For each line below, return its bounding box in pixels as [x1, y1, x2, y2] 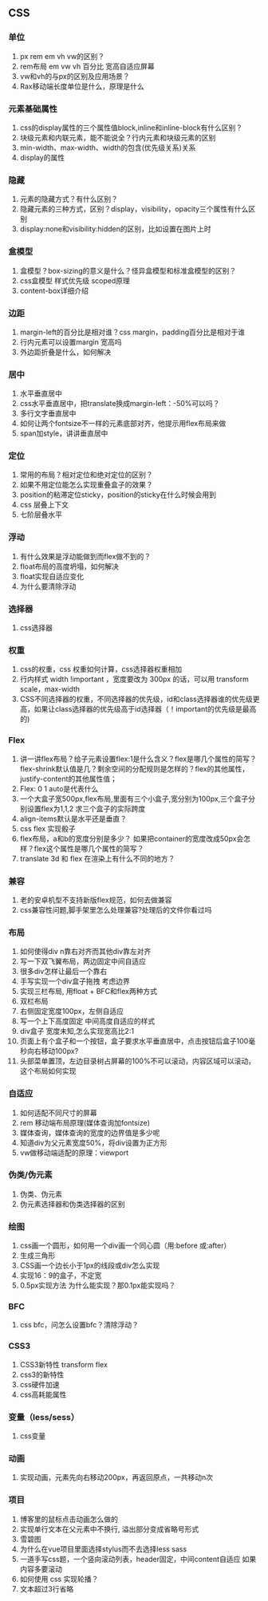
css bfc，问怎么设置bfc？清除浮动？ [19, 1320, 140, 1330]
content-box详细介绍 [19, 286, 89, 295]
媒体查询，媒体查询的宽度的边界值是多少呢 [19, 1128, 160, 1138]
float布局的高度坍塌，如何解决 [19, 562, 120, 571]
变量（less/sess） [8, 1411, 80, 1422]
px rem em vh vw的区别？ [19, 51, 105, 61]
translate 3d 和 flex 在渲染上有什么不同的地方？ [19, 854, 175, 863]
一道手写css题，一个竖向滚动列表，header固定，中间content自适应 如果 [19, 1554, 257, 1564]
